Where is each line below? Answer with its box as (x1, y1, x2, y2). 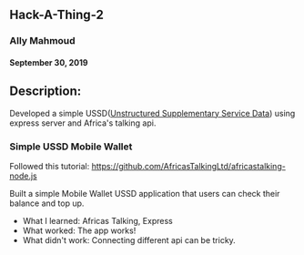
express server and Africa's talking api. (9, 117, 157, 128)
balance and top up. (9, 198, 85, 209)
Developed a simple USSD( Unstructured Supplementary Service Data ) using (9, 107, 296, 118)
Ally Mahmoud (9, 35, 76, 47)
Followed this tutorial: (9, 161, 90, 172)
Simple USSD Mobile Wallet (9, 140, 133, 153)
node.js (9, 170, 38, 181)
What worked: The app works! (22, 225, 137, 236)
